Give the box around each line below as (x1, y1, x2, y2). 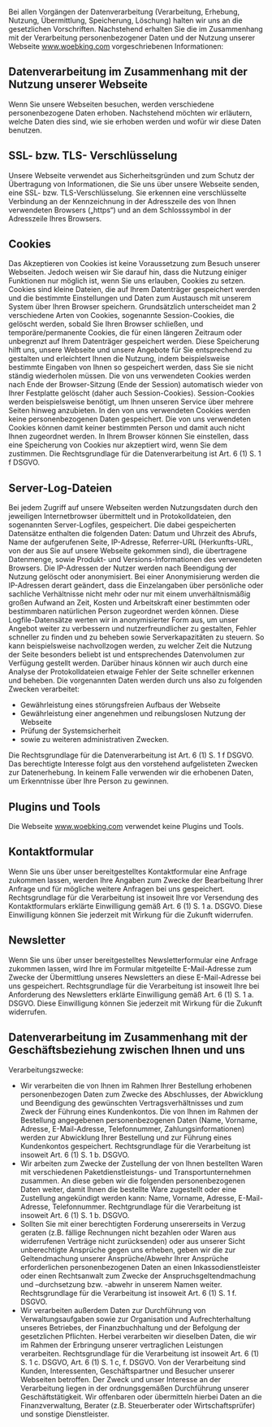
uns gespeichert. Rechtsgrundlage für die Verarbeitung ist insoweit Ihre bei (8, 980, 260, 991)
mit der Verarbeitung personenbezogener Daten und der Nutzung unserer (8, 33, 256, 42)
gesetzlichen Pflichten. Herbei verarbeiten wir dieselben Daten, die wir (19, 1331, 257, 1341)
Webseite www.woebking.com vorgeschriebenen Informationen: (8, 41, 224, 51)
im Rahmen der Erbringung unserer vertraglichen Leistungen (19, 1340, 223, 1350)
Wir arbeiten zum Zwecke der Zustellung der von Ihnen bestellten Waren (19, 1159, 263, 1168)
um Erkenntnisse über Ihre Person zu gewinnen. (8, 776, 169, 786)
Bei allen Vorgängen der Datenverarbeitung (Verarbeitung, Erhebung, (8, 7, 240, 16)
